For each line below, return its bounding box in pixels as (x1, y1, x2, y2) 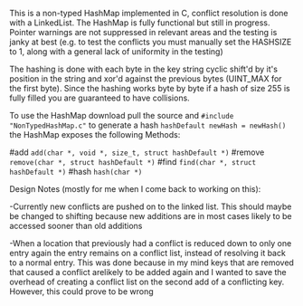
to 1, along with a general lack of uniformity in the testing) (9, 46, 223, 57)
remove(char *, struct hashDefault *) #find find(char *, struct (9, 157, 256, 167)
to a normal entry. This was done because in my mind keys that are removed (9, 257, 294, 268)
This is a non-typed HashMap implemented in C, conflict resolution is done (9, 8, 289, 18)
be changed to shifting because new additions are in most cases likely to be (9, 211, 292, 221)
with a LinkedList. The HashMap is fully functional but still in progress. (9, 17, 270, 28)
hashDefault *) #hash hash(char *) (9, 167, 143, 177)
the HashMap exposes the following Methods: (9, 129, 181, 139)
